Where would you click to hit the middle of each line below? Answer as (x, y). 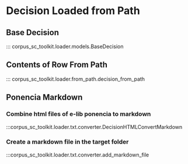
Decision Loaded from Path (73, 11)
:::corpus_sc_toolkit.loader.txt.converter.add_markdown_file (78, 155)
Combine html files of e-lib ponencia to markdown (79, 114)
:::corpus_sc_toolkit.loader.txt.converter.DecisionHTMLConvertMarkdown (94, 127)
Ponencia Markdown (44, 98)
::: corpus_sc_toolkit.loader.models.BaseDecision (65, 46)
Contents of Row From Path (57, 65)
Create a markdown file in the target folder (67, 142)
